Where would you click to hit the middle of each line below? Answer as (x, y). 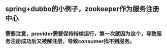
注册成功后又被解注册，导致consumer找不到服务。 (73, 41)
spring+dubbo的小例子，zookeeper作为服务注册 (82, 9)
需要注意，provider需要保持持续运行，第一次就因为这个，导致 (81, 34)
